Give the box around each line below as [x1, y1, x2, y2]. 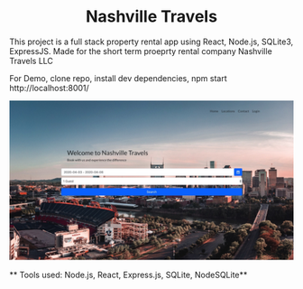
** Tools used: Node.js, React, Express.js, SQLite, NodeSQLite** [9, 269, 248, 281]
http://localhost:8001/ [9, 82, 90, 93]
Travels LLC [9, 55, 54, 66]
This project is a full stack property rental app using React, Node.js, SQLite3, [9, 36, 294, 47]
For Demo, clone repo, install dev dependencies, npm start [9, 72, 227, 83]
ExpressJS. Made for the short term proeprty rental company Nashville [9, 45, 272, 56]
